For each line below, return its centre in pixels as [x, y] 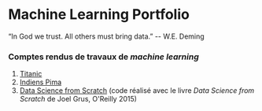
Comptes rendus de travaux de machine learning [103, 57]
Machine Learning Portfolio [99, 15]
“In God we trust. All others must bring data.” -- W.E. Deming [106, 36]
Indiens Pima [41, 82]
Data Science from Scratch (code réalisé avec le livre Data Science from [137, 91]
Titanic [31, 74]
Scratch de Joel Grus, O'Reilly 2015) [78, 99]
